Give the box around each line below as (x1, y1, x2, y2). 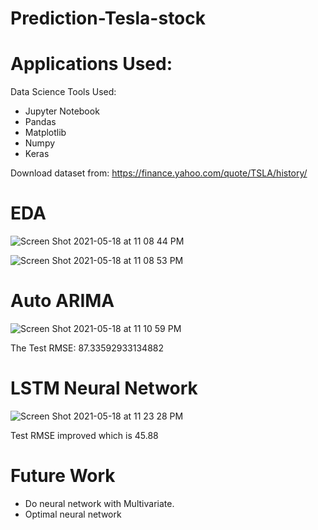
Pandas (24, 116, 57, 128)
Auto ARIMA (10, 290, 115, 312)
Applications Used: (10, 53, 173, 76)
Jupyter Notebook (24, 105, 100, 117)
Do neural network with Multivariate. (24, 497, 175, 509)
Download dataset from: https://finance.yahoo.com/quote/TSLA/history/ (10, 167, 308, 179)
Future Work (10, 465, 116, 487)
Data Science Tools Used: (10, 86, 117, 98)
